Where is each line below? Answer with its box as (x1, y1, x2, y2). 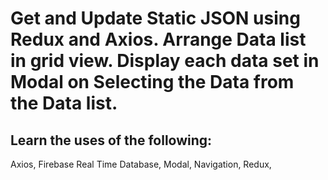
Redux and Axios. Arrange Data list (10, 28, 307, 51)
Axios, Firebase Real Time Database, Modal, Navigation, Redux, (10, 158, 272, 170)
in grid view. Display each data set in (10, 50, 320, 72)
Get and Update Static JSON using (10, 7, 301, 30)
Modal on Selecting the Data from (10, 71, 295, 94)
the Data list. (10, 92, 118, 115)
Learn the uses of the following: (10, 132, 213, 149)
